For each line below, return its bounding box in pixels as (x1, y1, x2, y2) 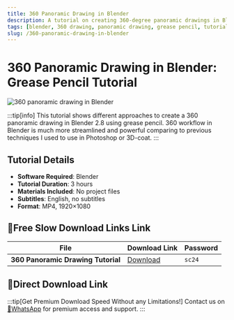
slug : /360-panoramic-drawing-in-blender (7, 29, 130, 37)
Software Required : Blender (17, 173, 99, 180)
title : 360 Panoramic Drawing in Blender (7, 10, 130, 17)
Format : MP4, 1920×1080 (17, 202, 91, 210)
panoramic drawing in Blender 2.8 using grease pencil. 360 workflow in (7, 119, 212, 127)
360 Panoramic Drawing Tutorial (10, 254, 120, 264)
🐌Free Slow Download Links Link (7, 222, 151, 234)
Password (184, 242, 218, 252)
